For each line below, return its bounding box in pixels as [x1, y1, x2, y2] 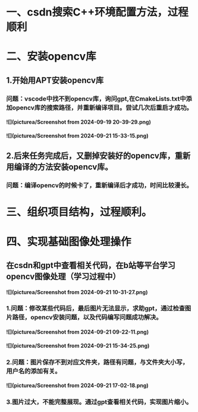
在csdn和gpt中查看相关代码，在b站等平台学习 [6, 260, 175, 271]
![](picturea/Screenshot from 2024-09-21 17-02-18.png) [6, 382, 149, 389]
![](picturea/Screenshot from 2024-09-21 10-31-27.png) [6, 288, 148, 295]
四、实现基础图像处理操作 [6, 235, 132, 249]
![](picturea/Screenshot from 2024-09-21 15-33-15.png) [6, 132, 149, 139]
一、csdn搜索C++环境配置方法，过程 [6, 5, 188, 19]
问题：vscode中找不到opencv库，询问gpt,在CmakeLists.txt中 [6, 95, 186, 103]
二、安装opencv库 [6, 50, 96, 63]
